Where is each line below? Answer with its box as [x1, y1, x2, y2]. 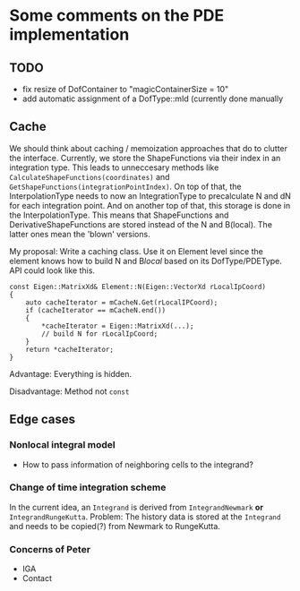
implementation [9, 24, 130, 45]
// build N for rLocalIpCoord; [41, 329, 159, 338]
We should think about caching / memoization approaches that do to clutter [9, 142, 288, 153]
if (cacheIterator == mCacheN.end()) [25, 305, 167, 314]
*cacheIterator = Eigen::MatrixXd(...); [41, 321, 194, 330]
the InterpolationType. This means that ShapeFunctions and [9, 210, 229, 220]
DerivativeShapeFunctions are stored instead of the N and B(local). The [9, 218, 273, 229]
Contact [21, 573, 52, 584]
